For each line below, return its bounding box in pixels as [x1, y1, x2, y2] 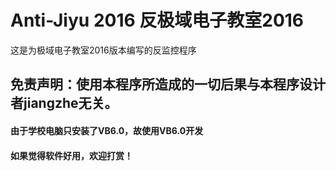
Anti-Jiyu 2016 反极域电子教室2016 [10, 9, 305, 32]
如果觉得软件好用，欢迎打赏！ [10, 149, 133, 161]
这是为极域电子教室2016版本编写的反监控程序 [10, 44, 197, 56]
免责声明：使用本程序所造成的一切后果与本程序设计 [10, 76, 326, 93]
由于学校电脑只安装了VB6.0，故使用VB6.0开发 [10, 124, 204, 136]
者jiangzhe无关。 [10, 95, 118, 112]
